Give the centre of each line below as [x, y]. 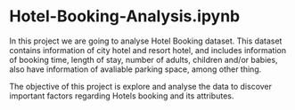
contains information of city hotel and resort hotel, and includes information [148, 50]
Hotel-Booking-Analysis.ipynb [125, 16]
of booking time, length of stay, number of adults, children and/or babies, [143, 59]
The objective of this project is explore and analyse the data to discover [141, 86]
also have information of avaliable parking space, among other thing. [135, 69]
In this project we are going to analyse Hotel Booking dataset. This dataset [146, 41]
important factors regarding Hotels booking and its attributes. [122, 96]
